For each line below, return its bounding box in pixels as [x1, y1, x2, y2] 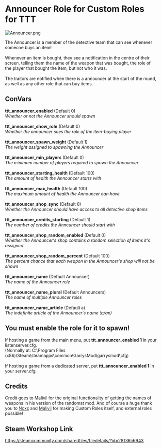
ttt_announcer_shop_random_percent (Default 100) [5, 253, 110, 259]
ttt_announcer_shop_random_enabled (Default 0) [5, 232, 106, 238]
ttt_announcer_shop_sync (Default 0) [5, 201, 81, 207]
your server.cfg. [5, 368, 37, 374]
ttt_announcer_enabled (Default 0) [5, 108, 76, 114]
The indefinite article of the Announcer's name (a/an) [5, 310, 113, 315]
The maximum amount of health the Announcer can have [5, 191, 120, 196]
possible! [5, 410, 23, 416]
